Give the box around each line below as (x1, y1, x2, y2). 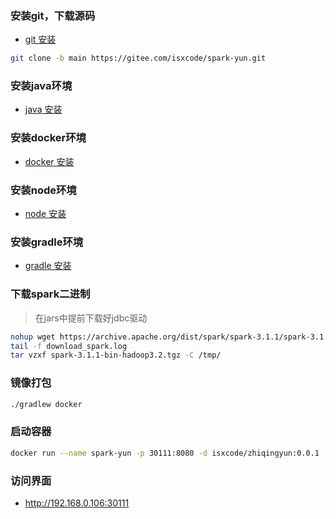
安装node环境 (10, 183, 77, 197)
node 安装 (24, 208, 67, 220)
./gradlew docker (10, 399, 83, 409)
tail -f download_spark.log (10, 341, 128, 351)
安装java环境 (10, 79, 73, 93)
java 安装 (24, 103, 63, 116)
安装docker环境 (10, 131, 87, 145)
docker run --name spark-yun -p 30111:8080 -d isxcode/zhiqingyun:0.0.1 (10, 448, 320, 458)
